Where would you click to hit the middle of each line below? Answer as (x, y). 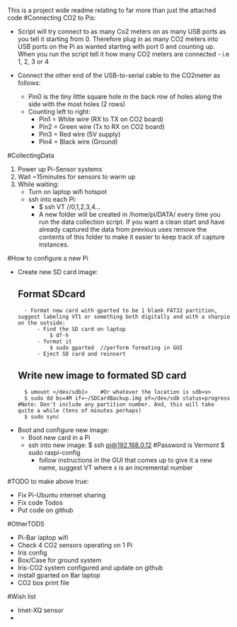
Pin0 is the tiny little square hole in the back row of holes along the (125, 96)
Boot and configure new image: (63, 430)
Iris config (32, 553)
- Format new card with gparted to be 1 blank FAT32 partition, (121, 310)
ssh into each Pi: (52, 199)
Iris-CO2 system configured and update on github (90, 567)
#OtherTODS (26, 524)
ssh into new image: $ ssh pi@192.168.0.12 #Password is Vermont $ (126, 445)
